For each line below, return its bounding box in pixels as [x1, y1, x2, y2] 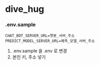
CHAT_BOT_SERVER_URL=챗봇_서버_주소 [5, 33, 75, 38]
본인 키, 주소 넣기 [12, 54, 46, 60]
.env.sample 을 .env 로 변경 [12, 48, 67, 54]
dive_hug [5, 3, 45, 15]
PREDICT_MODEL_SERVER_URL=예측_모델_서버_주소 [5, 39, 95, 44]
